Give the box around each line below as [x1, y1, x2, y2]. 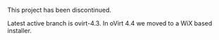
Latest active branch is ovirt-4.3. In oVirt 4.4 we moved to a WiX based [7, 19, 213, 27]
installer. [7, 27, 32, 34]
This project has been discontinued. [7, 6, 111, 14]
